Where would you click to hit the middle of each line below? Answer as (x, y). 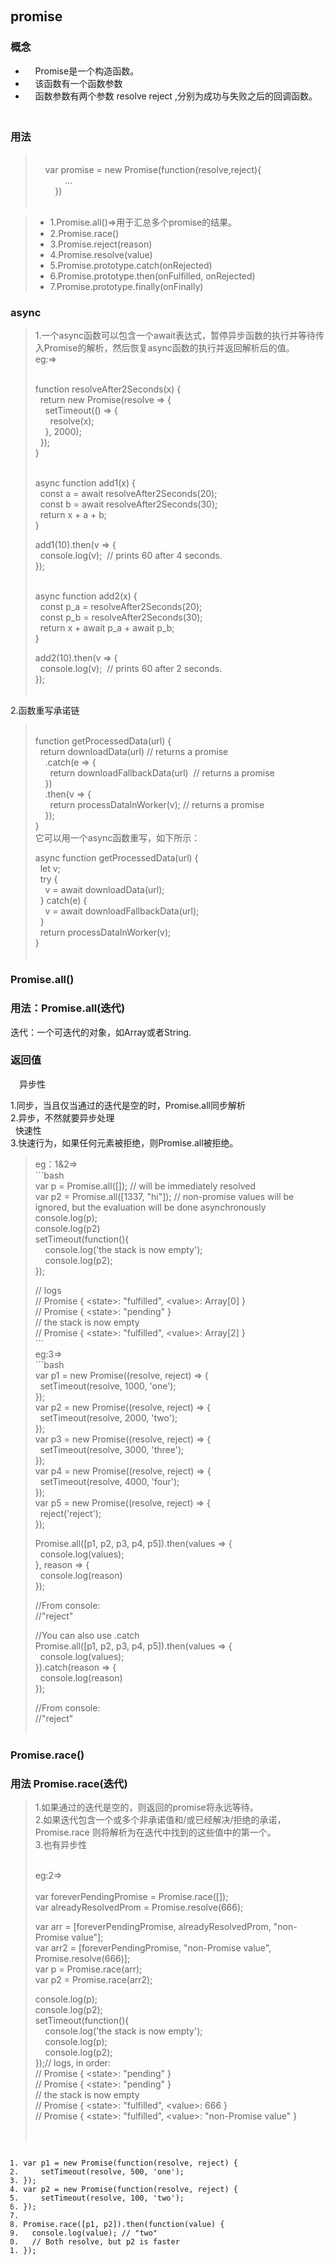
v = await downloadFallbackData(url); (122, 911)
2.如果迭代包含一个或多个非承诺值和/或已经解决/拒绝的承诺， (160, 1820)
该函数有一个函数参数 (78, 83)
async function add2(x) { (86, 596)
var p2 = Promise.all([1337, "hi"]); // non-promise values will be (164, 1196)
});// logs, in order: (72, 2063)
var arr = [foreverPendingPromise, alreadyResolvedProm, (153, 1927)
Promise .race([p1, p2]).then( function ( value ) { (124, 2224)
